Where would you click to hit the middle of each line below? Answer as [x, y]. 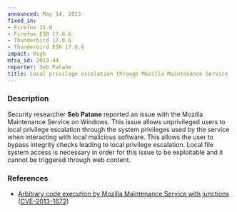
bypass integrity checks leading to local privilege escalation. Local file [111, 144]
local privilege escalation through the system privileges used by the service [118, 129]
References [28, 178]
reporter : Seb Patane [40, 67]
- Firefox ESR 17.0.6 [40, 34]
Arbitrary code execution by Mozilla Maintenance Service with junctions [123, 194]
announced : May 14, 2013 [44, 14]
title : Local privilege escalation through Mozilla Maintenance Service [118, 74]
